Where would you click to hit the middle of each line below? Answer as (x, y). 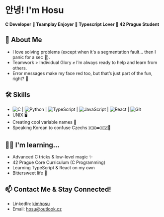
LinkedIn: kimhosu (31, 204)
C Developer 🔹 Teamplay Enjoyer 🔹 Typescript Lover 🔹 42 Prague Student (82, 24)
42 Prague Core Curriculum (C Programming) (59, 162)
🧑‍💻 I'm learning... (33, 145)
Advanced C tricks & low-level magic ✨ (52, 157)
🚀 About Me (24, 40)
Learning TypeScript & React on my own (54, 168)
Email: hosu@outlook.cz (37, 209)
